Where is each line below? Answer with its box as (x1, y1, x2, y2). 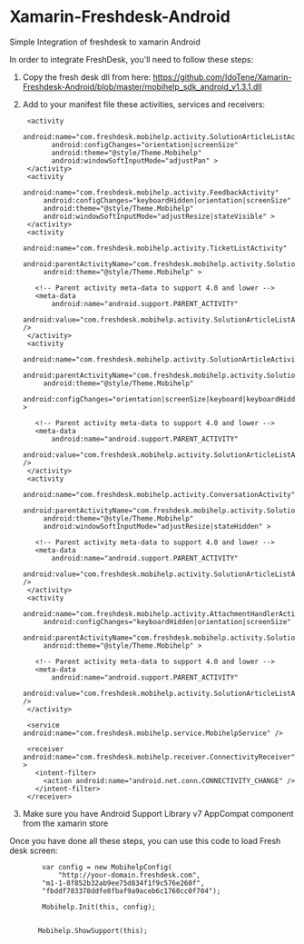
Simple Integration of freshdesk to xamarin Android (9, 36, 201, 47)
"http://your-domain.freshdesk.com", (57, 870, 201, 879)
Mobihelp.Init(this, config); (42, 902, 156, 911)
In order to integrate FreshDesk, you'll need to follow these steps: (9, 54, 254, 65)
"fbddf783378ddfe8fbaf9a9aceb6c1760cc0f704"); (42, 886, 221, 896)
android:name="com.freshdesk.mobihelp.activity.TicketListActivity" (22, 243, 288, 253)
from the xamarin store (22, 818, 109, 829)
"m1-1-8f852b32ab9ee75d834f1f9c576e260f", (42, 879, 205, 888)
